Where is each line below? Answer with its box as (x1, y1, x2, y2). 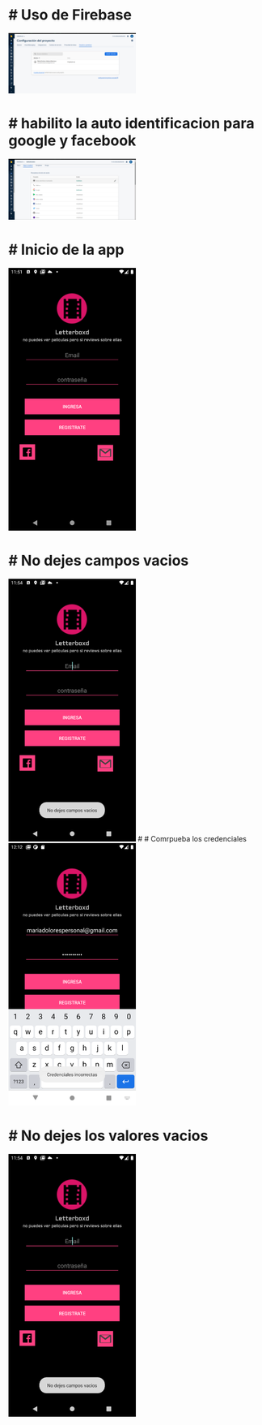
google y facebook (8, 131, 137, 150)
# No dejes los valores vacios (8, 1126, 209, 1145)
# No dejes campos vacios (8, 552, 189, 570)
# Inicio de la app (8, 241, 125, 259)
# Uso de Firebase (8, 6, 132, 24)
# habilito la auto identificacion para (8, 114, 255, 133)
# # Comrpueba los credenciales (137, 834, 247, 844)
